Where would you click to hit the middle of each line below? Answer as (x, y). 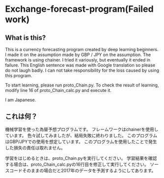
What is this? (26, 38)
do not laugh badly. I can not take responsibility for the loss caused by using (82, 70)
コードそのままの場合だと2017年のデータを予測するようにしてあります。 (82, 170)
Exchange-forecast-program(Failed (79, 9)
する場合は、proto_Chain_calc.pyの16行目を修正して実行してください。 (77, 164)
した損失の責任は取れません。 (35, 148)
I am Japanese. (21, 100)
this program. (19, 75)
